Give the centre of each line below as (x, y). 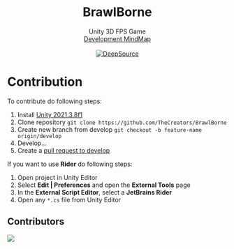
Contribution (45, 82)
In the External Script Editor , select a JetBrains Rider (95, 192)
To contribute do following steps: (55, 101)
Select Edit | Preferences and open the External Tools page (104, 185)
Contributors (36, 221)
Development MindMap (117, 38)
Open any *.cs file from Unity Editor (69, 199)
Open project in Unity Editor (57, 177)
